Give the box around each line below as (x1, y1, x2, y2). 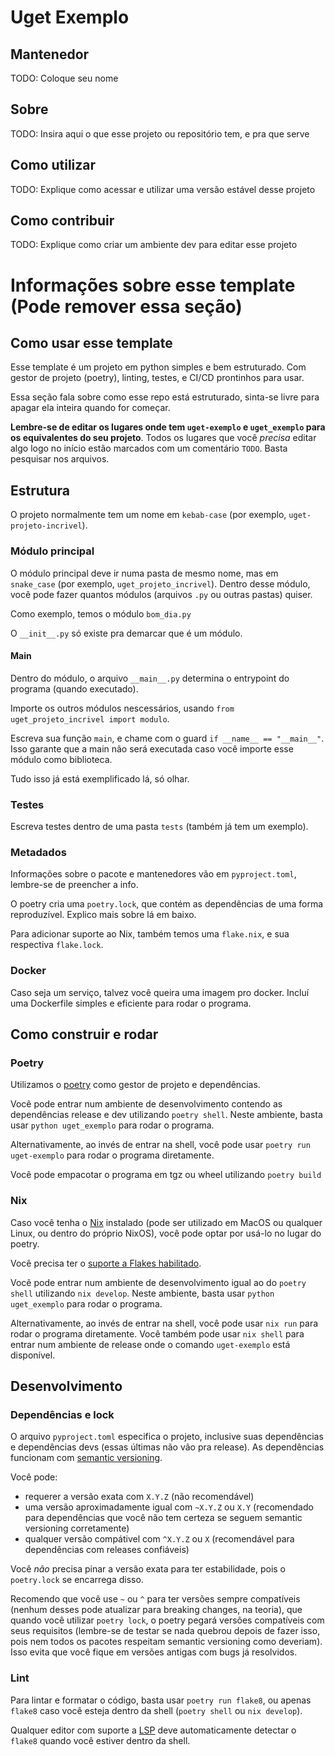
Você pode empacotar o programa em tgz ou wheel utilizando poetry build (10, 1169, 322, 1181)
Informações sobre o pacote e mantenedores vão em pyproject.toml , (10, 868, 297, 880)
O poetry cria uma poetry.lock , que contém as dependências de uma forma (10, 898, 324, 910)
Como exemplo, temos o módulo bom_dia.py (10, 607, 192, 620)
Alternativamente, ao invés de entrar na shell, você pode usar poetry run (10, 1139, 311, 1151)
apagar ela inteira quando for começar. (10, 402, 171, 414)
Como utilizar (10, 157, 97, 174)
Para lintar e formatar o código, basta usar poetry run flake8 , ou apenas (10, 1694, 312, 1706)
